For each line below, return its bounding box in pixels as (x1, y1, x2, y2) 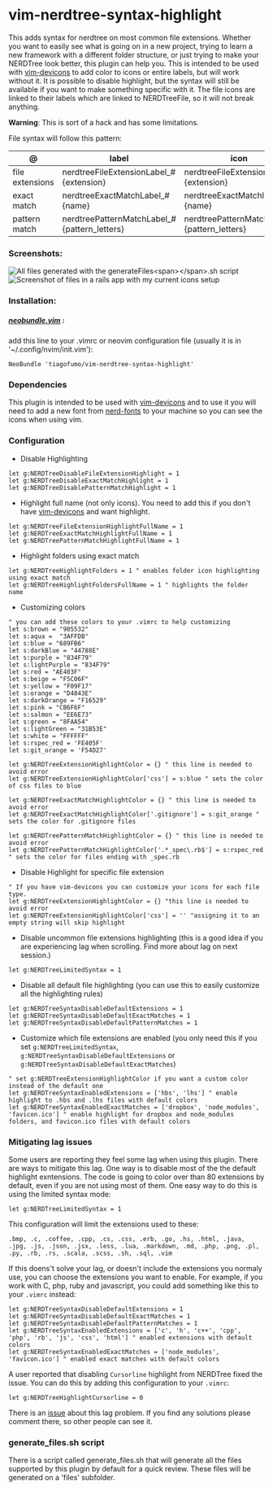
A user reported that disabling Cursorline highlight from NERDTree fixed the (8, 1370, 262, 1379)
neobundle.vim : (8, 315, 65, 325)
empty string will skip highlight (8, 918, 126, 927)
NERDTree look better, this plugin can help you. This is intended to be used (8, 59, 259, 68)
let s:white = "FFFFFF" (8, 732, 89, 740)
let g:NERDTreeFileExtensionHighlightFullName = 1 (8, 522, 184, 531)
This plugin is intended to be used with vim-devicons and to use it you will (8, 397, 257, 408)
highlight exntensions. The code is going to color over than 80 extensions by (8, 1172, 265, 1182)
